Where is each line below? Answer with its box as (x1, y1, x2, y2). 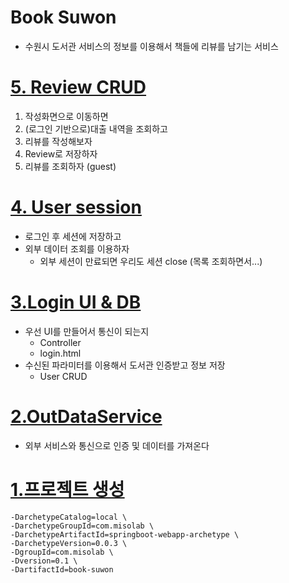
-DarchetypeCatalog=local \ (10, 512, 128, 522)
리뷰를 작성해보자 (24, 135, 93, 147)
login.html (39, 347, 82, 359)
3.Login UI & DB (10, 291, 142, 313)
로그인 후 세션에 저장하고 (24, 230, 122, 242)
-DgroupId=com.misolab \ (10, 547, 114, 557)
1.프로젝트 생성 (10, 478, 125, 501)
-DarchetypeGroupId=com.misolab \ (10, 521, 155, 531)
